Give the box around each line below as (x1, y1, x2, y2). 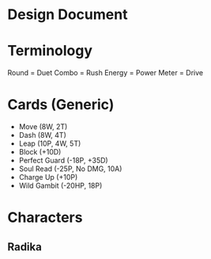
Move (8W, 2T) (18, 122, 68, 131)
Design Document (7, 6, 128, 24)
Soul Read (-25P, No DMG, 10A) (18, 164, 122, 173)
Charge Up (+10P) (18, 173, 78, 182)
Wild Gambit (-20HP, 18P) (18, 181, 103, 191)
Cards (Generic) (7, 96, 115, 114)
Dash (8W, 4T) (18, 131, 66, 140)
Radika (7, 240, 43, 253)
